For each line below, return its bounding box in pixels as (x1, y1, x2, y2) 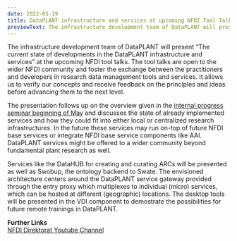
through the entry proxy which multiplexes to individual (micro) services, (7, 183, 218, 191)
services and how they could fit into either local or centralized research (7, 116, 214, 125)
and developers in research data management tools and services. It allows (7, 73, 224, 81)
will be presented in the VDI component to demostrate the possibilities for (7, 197, 221, 206)
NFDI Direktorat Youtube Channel (7, 226, 104, 235)
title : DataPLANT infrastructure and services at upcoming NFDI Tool (7, 17, 217, 24)
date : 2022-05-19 (7, 10, 59, 18)
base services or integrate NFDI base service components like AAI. (7, 131, 202, 140)
